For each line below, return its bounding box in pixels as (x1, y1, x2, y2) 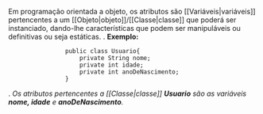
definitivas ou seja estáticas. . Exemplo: (8, 32, 139, 41)
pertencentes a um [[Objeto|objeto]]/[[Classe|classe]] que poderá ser (8, 15, 237, 25)
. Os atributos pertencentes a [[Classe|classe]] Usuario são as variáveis (8, 89, 247, 98)
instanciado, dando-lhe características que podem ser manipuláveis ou (8, 24, 241, 32)
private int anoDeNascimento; (79, 68, 180, 76)
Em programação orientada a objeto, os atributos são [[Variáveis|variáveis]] (8, 7, 256, 16)
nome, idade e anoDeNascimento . (8, 97, 124, 106)
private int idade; (79, 61, 145, 69)
